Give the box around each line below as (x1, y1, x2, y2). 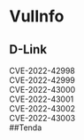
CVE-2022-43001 (9, 94, 74, 104)
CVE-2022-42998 (9, 65, 75, 76)
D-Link (9, 42, 47, 57)
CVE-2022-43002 (9, 103, 76, 113)
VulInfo (9, 6, 65, 27)
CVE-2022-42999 (9, 75, 75, 86)
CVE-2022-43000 (9, 85, 76, 95)
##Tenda (9, 122, 42, 133)
